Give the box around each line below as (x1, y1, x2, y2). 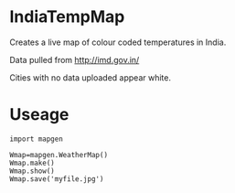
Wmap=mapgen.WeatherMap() (9, 150, 108, 159)
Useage (9, 104, 69, 125)
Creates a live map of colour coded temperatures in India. (9, 37, 227, 48)
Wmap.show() (9, 166, 55, 176)
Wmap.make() (9, 158, 55, 167)
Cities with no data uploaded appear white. (9, 71, 172, 83)
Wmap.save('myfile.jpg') (9, 174, 104, 184)
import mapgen (9, 134, 64, 144)
